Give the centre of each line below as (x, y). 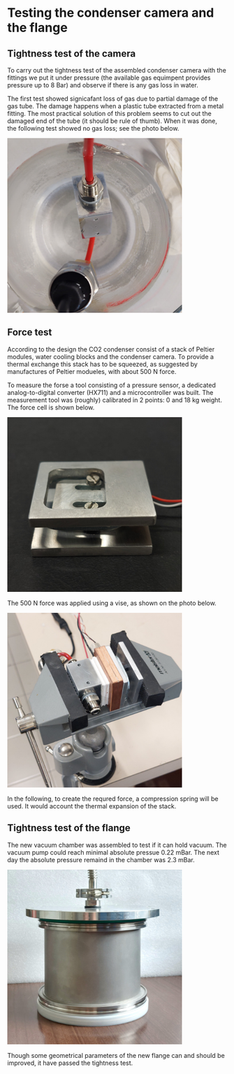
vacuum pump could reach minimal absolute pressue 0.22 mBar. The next (114, 852)
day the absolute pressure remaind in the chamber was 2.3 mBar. (101, 859)
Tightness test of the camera (72, 53)
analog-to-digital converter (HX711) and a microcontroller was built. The (110, 392)
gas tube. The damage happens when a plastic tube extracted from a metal (116, 106)
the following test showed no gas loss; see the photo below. (93, 128)
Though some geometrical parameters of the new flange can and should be (116, 1055)
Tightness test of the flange (69, 828)
